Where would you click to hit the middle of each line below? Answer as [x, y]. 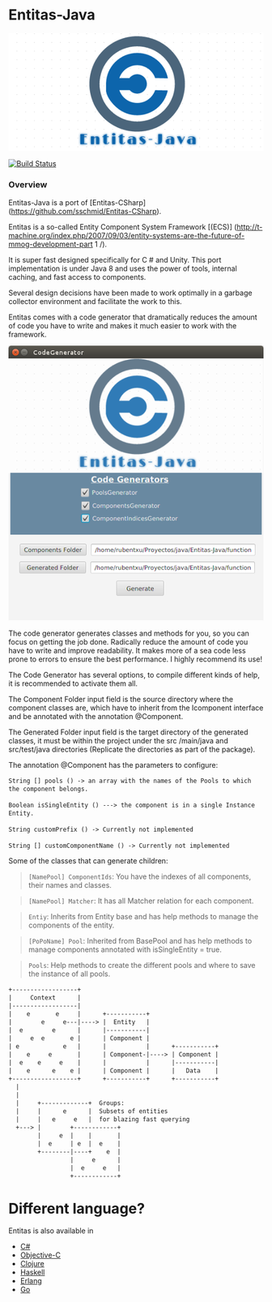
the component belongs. [49, 789]
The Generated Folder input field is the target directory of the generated [128, 732]
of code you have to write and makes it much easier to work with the [123, 325]
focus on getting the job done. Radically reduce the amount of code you [128, 642]
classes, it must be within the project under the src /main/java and [118, 741]
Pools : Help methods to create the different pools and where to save [142, 966]
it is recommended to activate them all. [73, 683]
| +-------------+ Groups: [70, 1103]
